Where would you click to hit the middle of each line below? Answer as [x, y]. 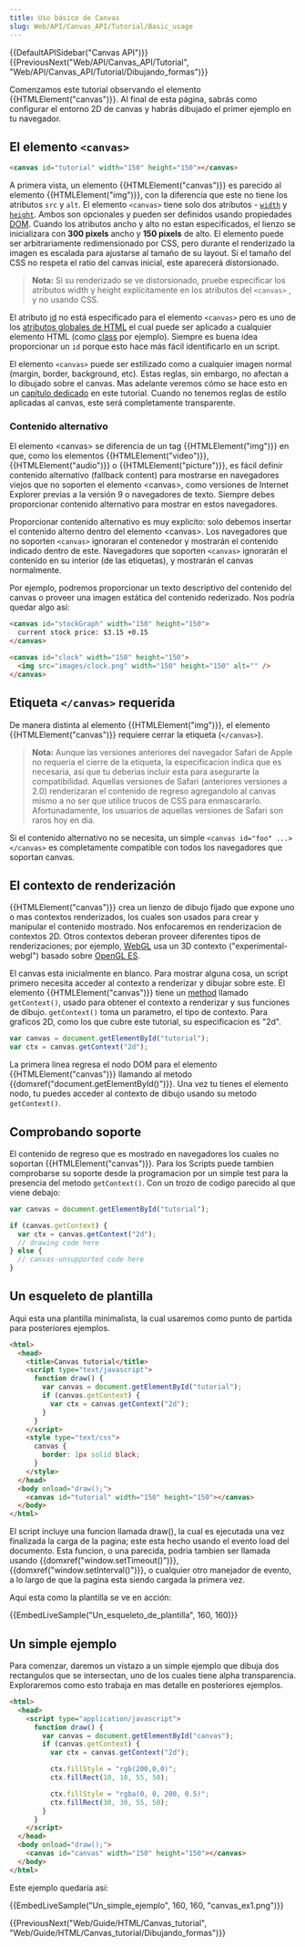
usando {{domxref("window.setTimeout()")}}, [94, 1561]
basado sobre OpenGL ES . [91, 956]
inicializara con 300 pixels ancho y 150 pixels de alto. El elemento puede [147, 234]
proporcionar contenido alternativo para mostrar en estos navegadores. [143, 504]
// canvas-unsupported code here [81, 1260]
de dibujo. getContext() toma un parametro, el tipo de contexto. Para [139, 1012]
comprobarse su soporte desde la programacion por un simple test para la [149, 1173]
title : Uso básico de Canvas [65, 18]
